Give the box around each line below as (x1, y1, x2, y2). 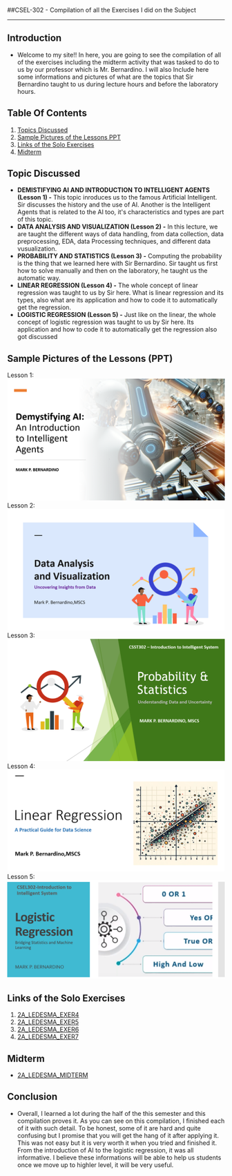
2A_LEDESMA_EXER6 (17, 1025, 79, 1034)
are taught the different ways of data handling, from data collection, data (17, 230, 224, 238)
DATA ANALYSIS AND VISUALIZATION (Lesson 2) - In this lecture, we (17, 222, 218, 231)
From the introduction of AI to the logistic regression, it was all (17, 1146, 194, 1154)
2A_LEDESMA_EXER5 (17, 1018, 79, 1026)
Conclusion (7, 1091, 58, 1103)
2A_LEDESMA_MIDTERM (17, 1071, 88, 1079)
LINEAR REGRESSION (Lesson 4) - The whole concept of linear (17, 281, 199, 289)
